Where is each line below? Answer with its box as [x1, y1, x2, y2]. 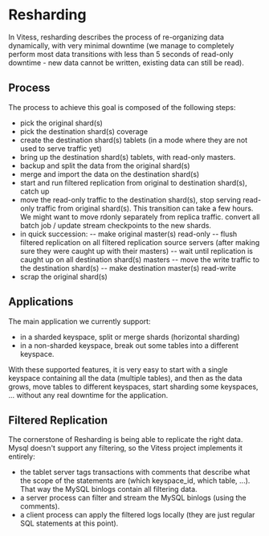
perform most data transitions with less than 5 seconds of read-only [8, 49, 234, 59]
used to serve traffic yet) [19, 143, 102, 153]
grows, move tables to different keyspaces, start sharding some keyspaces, [8, 382, 259, 391]
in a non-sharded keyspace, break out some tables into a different [19, 340, 239, 350]
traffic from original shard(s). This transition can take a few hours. [35, 203, 254, 213]
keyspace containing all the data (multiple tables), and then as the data [8, 373, 243, 383]
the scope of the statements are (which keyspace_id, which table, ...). [19, 476, 251, 485]
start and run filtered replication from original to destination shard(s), [19, 178, 247, 187]
